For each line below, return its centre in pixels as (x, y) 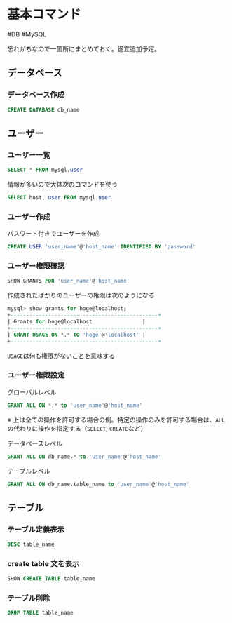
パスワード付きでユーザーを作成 (53, 234)
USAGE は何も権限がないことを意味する (61, 356)
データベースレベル (35, 443)
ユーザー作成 (29, 217)
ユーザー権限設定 (36, 375)
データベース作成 (36, 95)
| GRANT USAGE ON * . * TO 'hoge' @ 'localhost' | (76, 335)
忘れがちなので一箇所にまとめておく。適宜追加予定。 (84, 48)
